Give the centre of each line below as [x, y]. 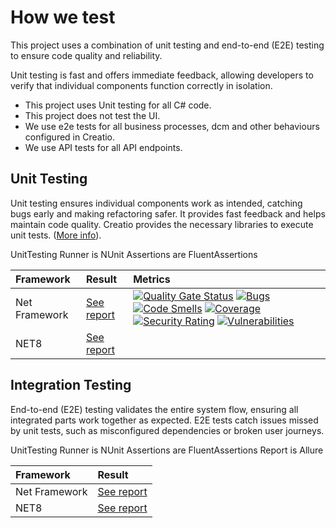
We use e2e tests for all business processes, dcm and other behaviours [172, 126]
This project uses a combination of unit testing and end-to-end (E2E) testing [167, 45]
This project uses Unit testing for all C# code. [118, 105]
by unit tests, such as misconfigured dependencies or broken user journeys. [167, 430]
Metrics [152, 279]
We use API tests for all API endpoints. [103, 147]
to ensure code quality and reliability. [86, 55]
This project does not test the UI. [92, 115]
